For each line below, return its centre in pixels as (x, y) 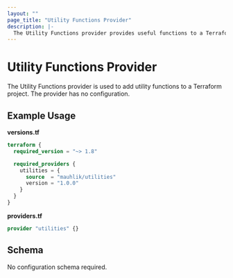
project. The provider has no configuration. (69, 94)
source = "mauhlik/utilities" (71, 177)
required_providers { (45, 164)
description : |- (31, 26)
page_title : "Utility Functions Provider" (69, 20)
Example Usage (42, 115)
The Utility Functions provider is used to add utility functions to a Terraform (114, 87)
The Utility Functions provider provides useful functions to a (108, 33)
